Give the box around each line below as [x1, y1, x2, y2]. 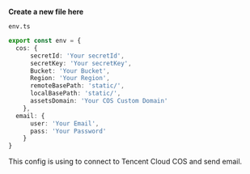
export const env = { [8, 36, 82, 45]
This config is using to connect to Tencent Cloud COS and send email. [8, 157, 243, 167]
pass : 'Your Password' [29, 127, 107, 135]
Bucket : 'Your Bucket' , [29, 66, 111, 75]
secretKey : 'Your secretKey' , [29, 59, 132, 67]
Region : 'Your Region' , [29, 74, 111, 83]
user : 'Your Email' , [29, 119, 100, 128]
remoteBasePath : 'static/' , [29, 82, 125, 90]
